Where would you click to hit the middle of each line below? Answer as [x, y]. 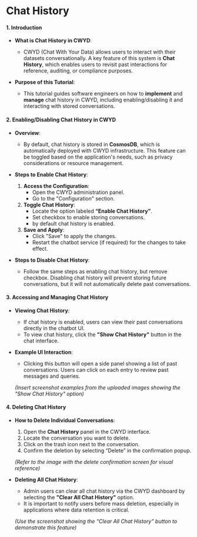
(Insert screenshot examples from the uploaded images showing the [97, 387]
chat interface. [41, 341]
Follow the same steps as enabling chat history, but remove [95, 271]
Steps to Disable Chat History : [52, 260]
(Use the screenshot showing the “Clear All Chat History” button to [96, 521]
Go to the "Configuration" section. [74, 198]
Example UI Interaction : [44, 352]
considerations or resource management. [74, 163]
